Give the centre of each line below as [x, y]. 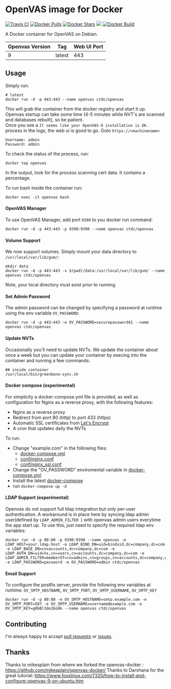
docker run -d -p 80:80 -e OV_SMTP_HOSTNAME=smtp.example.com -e [76, 600]
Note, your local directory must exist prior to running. [61, 285]
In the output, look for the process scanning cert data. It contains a [75, 172]
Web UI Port [88, 46]
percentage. [18, 178]
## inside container [27, 370]
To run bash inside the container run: [44, 188]
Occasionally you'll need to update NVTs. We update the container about [81, 350]
